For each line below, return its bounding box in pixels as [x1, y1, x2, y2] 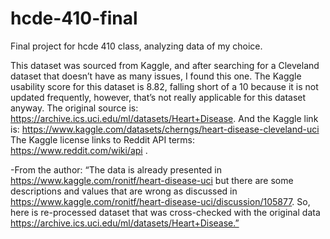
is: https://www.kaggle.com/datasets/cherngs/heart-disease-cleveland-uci [10, 123, 320, 135]
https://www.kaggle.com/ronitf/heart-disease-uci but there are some [10, 174, 294, 186]
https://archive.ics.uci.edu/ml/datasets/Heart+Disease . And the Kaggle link [10, 112, 319, 124]
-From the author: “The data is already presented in [10, 163, 222, 176]
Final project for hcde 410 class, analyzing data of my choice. [10, 40, 263, 52]
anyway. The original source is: [10, 102, 139, 114]
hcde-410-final [10, 7, 138, 30]
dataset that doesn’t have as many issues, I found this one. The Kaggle [10, 70, 302, 82]
